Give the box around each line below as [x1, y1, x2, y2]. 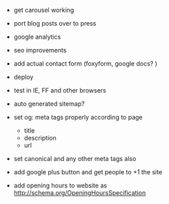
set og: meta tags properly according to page [13, 113, 143, 121]
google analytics [13, 33, 61, 41]
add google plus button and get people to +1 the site [13, 168, 163, 176]
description [23, 134, 57, 142]
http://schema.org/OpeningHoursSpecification [13, 189, 146, 196]
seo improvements [13, 46, 67, 54]
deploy [13, 73, 34, 81]
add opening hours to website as [13, 181, 108, 189]
